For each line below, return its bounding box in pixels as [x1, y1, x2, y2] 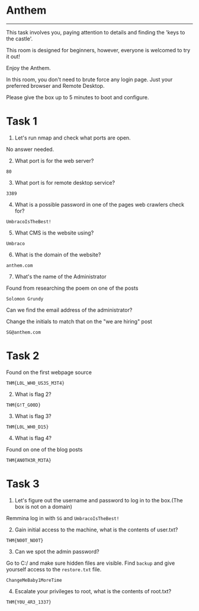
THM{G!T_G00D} [6, 402, 41, 408]
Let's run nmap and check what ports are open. [14, 134, 131, 141]
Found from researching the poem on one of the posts [6, 284, 139, 292]
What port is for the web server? [14, 157, 94, 164]
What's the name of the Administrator [14, 273, 107, 280]
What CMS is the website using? [14, 229, 94, 236]
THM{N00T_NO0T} [6, 537, 44, 543]
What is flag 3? [14, 412, 52, 419]
